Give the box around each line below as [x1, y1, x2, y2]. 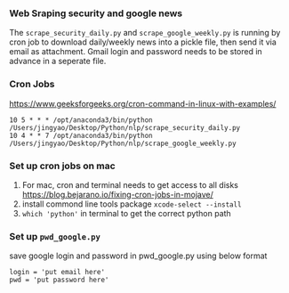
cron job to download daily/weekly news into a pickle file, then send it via [9, 37, 277, 47]
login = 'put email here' [9, 268, 105, 277]
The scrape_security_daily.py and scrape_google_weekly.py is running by [9, 28, 281, 38]
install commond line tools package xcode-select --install [21, 199, 242, 209]
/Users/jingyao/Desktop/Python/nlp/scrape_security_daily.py [9, 123, 241, 132]
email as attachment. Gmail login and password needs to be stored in [9, 46, 262, 57]
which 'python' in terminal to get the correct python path [21, 208, 231, 218]
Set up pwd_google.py [9, 230, 100, 242]
